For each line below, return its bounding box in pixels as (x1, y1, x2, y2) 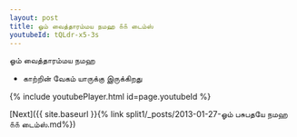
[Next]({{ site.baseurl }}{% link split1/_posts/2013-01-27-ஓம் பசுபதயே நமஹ (9, 109, 288, 120)
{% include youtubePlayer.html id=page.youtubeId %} (9, 92, 212, 103)
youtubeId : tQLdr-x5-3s (9, 30, 100, 39)
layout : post (9, 13, 59, 23)
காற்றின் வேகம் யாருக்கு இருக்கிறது (22, 73, 143, 84)
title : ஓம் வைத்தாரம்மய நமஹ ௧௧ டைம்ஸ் (9, 22, 154, 31)
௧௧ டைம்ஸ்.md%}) (9, 119, 76, 130)
